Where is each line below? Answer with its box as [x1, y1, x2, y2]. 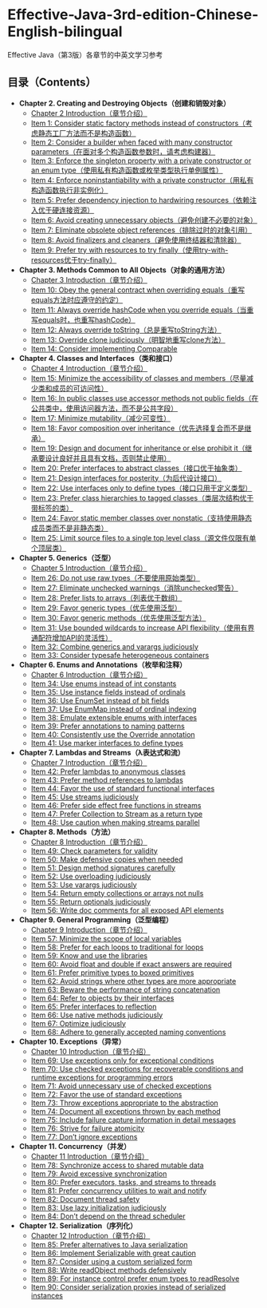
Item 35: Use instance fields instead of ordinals [30, 687, 187, 696]
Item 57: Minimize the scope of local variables [30, 933, 182, 943]
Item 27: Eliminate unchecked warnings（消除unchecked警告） [30, 583, 238, 593]
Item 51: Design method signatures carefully [30, 862, 176, 872]
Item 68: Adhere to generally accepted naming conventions [30, 1027, 226, 1036]
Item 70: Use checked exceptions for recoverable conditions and [30, 1064, 244, 1073]
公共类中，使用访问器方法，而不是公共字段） [30, 403, 179, 413]
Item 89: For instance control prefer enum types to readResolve [30, 1274, 240, 1283]
